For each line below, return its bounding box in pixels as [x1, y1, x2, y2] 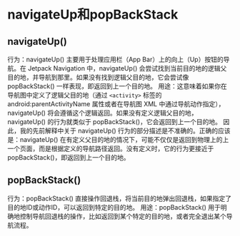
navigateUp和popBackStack [7, 6, 179, 23]
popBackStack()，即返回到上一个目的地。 [7, 153, 130, 161]
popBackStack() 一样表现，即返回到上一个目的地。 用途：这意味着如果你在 [7, 82, 227, 90]
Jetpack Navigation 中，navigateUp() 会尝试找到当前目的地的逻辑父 [27, 64, 227, 72]
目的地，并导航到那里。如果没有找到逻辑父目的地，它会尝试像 [7, 73, 189, 81]
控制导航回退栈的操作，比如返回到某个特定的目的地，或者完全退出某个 [19, 212, 226, 220]
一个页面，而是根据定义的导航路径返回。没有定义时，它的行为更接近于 [7, 144, 214, 153]
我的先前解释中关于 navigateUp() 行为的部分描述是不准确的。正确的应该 [19, 126, 231, 135]
